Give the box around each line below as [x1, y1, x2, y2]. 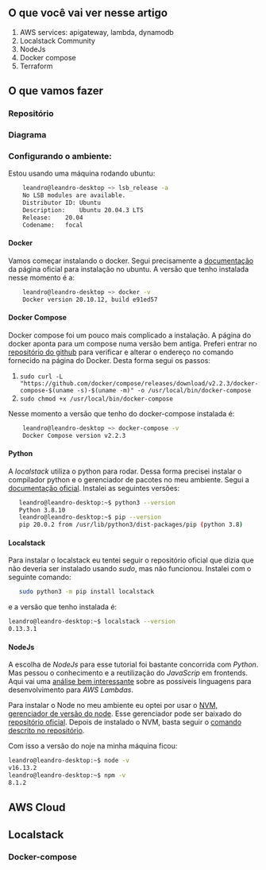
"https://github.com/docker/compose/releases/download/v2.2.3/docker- [19, 379, 259, 388]
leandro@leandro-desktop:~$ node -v [8, 756, 129, 765]
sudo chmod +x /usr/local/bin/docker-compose [19, 395, 173, 403]
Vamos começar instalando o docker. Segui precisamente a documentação [8, 256, 254, 265]
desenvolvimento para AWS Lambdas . [8, 685, 133, 694]
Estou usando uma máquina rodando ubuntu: [8, 168, 156, 178]
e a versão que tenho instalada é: [8, 602, 118, 612]
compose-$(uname [19, 386, 74, 394]
